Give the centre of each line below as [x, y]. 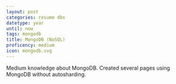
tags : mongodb [24, 34]
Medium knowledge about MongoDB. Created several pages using [88, 68]
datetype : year [25, 23]
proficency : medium [31, 46]
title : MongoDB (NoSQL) [36, 40]
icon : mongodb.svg [29, 51]
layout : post [22, 12]
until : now [20, 28]
